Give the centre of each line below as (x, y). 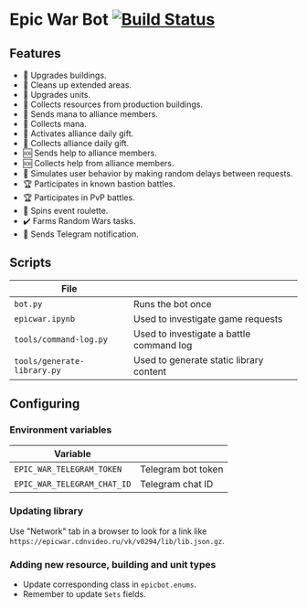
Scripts (31, 263)
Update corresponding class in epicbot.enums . (109, 584)
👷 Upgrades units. (57, 95)
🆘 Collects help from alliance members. (99, 163)
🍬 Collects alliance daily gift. (76, 143)
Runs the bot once (172, 304)
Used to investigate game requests (208, 318)
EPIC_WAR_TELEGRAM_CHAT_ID (73, 484)
